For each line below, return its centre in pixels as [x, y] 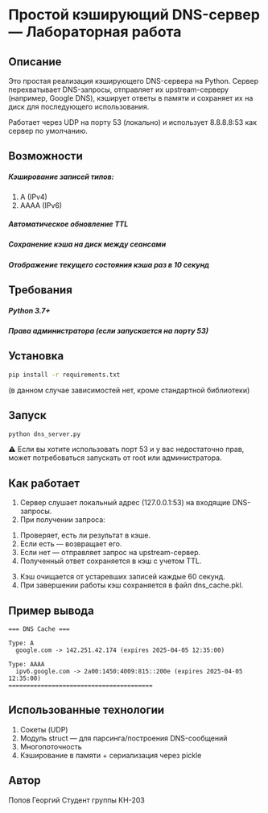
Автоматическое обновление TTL [68, 224]
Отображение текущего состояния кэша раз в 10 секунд [109, 264]
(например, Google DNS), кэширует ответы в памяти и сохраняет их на [131, 98]
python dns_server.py [45, 434]
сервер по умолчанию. [48, 131]
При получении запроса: [63, 520]
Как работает [44, 483]
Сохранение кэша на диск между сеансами [87, 244]
